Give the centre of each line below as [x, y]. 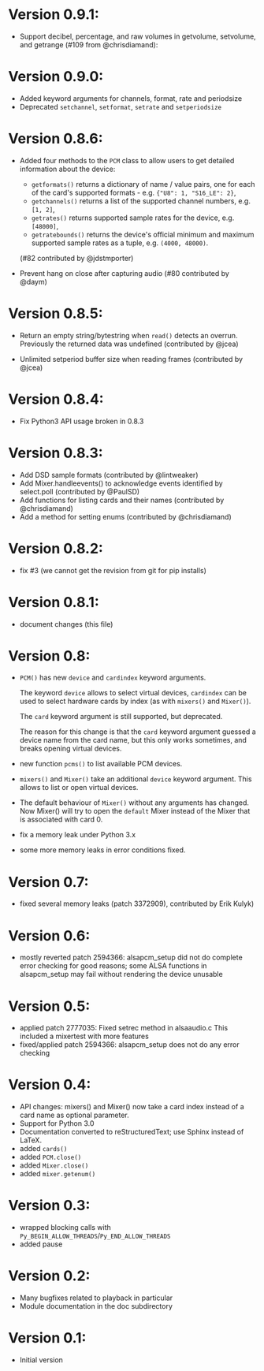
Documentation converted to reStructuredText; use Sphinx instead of [132, 1132]
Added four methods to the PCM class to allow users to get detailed [127, 160]
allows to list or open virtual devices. [79, 788]
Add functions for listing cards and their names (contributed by [122, 500]
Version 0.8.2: [56, 548]
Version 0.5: [49, 1006]
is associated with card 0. [61, 820]
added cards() [43, 1149]
